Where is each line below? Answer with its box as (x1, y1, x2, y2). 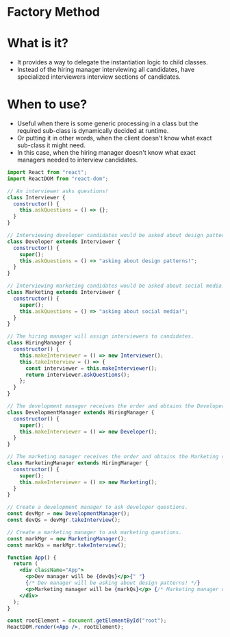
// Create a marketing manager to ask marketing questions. (7, 529, 183, 536)
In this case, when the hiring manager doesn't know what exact (16, 149, 196, 157)
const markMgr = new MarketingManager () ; (7, 535, 127, 542)
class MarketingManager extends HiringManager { (7, 460, 149, 466)
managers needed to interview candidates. (16, 155, 138, 164)
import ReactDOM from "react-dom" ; (7, 175, 109, 182)
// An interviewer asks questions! (7, 188, 109, 195)
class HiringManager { (7, 340, 72, 347)
